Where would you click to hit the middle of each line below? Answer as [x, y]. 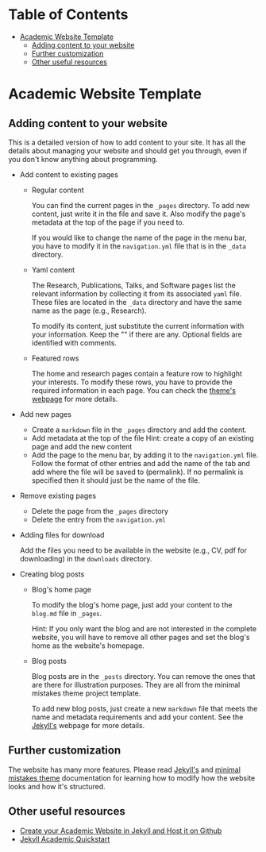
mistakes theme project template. [86, 693]
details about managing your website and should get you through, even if [128, 150]
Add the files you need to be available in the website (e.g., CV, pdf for [133, 550]
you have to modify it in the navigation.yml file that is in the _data [139, 246]
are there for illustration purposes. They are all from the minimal [136, 684]
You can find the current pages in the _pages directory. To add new [141, 205]
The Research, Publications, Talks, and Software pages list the [134, 285]
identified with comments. [74, 342]
